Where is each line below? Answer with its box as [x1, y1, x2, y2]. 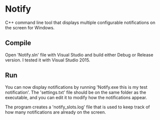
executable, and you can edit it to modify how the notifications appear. [5, 94, 147, 100]
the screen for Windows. [5, 24, 55, 30]
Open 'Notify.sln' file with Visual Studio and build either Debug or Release [5, 52, 154, 58]
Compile [5, 39, 31, 47]
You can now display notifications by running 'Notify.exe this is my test [5, 84, 148, 90]
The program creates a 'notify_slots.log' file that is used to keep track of [5, 104, 150, 110]
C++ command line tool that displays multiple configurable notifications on [5, 20, 156, 25]
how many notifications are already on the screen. [5, 109, 106, 115]
